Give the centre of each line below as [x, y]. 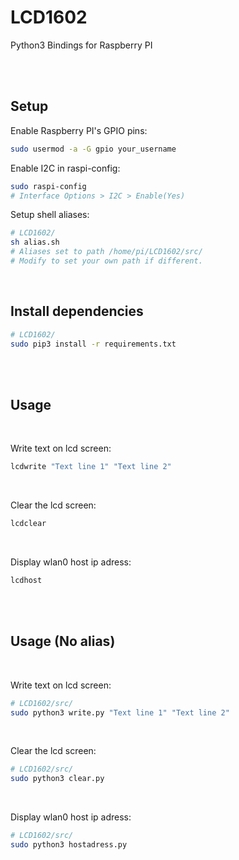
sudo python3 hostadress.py [69, 845]
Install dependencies [77, 311]
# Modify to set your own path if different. [106, 261]
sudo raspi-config [48, 186]
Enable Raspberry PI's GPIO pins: [79, 130]
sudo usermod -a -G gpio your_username [93, 149]
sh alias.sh [35, 242]
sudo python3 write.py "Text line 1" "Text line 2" [120, 712]
